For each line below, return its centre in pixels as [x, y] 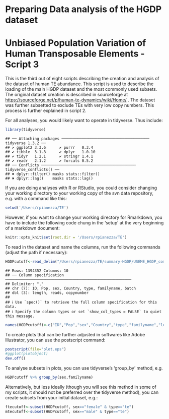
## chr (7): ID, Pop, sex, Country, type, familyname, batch [71, 288]
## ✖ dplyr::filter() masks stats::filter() [53, 174]
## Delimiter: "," [24, 284]
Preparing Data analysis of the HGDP [83, 9]
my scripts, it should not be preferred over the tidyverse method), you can [82, 392]
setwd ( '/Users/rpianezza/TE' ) [37, 208]
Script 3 [22, 65]
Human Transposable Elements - [75, 54]
